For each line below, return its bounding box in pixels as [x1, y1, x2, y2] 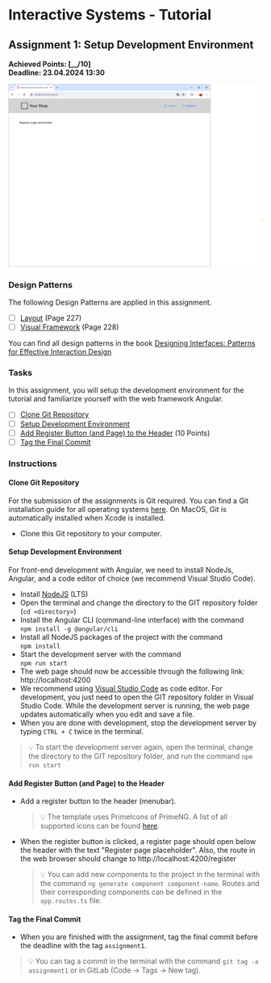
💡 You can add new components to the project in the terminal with [40, 870, 261, 880]
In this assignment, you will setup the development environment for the [8, 385, 244, 395]
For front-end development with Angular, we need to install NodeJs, [8, 565, 234, 575]
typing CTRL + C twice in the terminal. [19, 727, 144, 737]
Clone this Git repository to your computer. [19, 528, 162, 538]
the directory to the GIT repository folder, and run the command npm [27, 751, 253, 761]
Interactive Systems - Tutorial [8, 6, 212, 24]
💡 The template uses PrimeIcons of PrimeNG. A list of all [40, 812, 228, 821]
